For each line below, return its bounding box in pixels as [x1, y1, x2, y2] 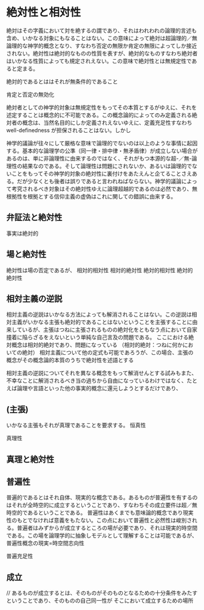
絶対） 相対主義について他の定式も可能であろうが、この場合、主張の [22, 349, 194, 356]
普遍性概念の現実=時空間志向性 [6, 539, 85, 547]
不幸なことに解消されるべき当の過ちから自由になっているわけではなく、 [6, 377, 187, 384]
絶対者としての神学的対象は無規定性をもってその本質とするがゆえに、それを [6, 103, 197, 111]
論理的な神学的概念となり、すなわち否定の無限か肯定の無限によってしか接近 [6, 42, 197, 49]
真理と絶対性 [6, 454, 55, 465]
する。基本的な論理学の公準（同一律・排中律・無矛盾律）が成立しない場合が [6, 147, 198, 154]
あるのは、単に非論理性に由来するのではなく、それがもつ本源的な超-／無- [6, 155, 192, 162]
